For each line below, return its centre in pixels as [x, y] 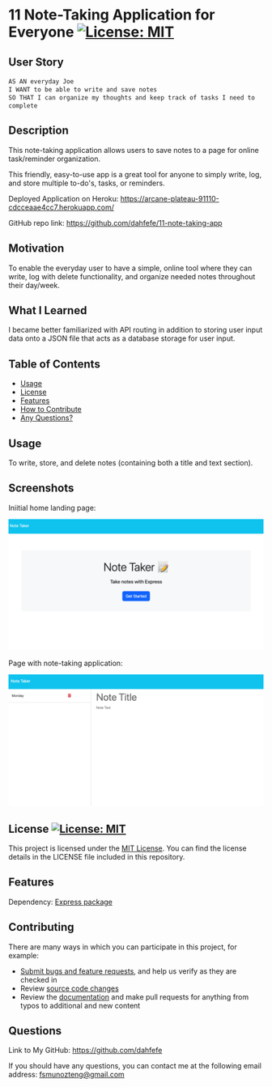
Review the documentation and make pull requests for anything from [134, 996]
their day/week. [34, 285]
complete [23, 106]
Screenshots [41, 488]
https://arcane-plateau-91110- [170, 198]
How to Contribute [51, 410]
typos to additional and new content [80, 1005]
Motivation [36, 248]
